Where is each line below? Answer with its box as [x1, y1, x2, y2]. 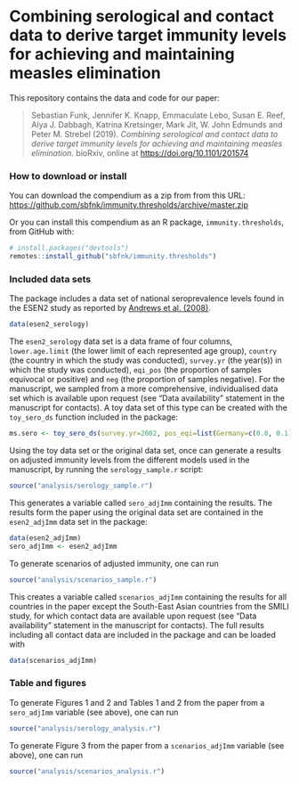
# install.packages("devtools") [9, 243, 129, 253]
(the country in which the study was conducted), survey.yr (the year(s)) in [9, 355, 282, 366]
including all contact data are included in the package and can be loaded [9, 629, 276, 640]
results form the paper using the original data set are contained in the [9, 506, 264, 518]
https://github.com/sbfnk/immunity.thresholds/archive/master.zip [9, 200, 249, 210]
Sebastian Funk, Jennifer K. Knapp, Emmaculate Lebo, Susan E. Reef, [30, 110, 286, 120]
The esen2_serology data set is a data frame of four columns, [9, 336, 233, 347]
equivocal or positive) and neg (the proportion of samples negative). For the [9, 374, 286, 385]
